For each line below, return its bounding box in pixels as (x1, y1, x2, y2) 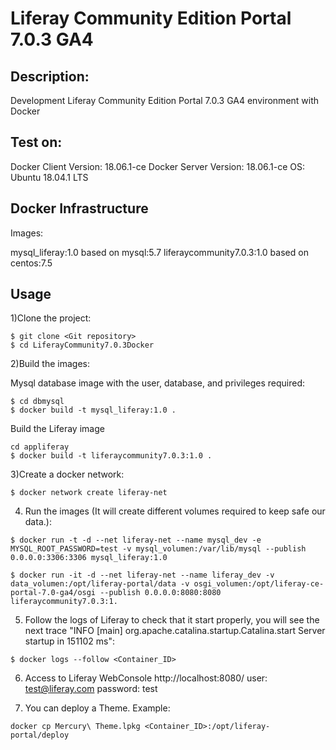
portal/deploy (10, 730, 70, 741)
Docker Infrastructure (10, 200, 149, 217)
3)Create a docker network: (10, 468, 125, 481)
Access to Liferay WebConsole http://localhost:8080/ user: (24, 672, 268, 684)
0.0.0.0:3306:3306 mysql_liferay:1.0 (10, 553, 168, 563)
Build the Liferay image (10, 423, 105, 435)
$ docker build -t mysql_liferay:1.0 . (10, 405, 177, 416)
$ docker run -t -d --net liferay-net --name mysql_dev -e (10, 535, 262, 546)
